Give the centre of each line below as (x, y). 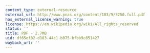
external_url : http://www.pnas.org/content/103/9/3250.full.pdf (75, 15)
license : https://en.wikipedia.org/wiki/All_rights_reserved (72, 24)
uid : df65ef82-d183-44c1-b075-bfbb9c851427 (52, 38)
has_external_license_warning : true (44, 19)
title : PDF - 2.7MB (26, 33)
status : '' (17, 29)
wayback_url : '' (23, 43)
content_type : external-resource (41, 10)
